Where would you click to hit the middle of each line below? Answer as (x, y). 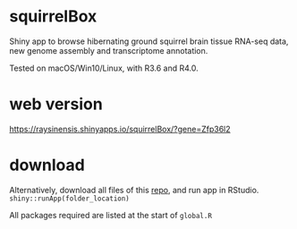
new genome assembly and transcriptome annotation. (109, 50)
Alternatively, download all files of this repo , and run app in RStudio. (134, 190)
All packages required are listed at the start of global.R (111, 215)
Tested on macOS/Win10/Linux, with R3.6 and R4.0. (104, 68)
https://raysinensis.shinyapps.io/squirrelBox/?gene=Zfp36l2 (120, 129)
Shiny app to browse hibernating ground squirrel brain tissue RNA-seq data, (149, 41)
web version (56, 104)
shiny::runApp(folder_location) (69, 199)
